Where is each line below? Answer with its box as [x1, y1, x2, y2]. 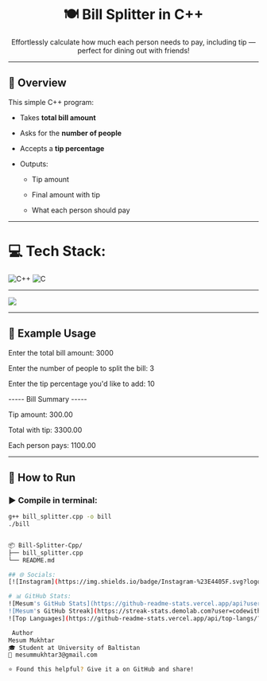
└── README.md [8, 556, 56, 564]
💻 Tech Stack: [8, 242, 106, 260]
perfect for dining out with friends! [77, 45, 190, 55]
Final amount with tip [31, 189, 101, 199]
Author [11, 628, 34, 636]
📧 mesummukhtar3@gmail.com [8, 651, 98, 660]
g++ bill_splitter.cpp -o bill [8, 513, 112, 521]
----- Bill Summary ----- [8, 394, 87, 403]
